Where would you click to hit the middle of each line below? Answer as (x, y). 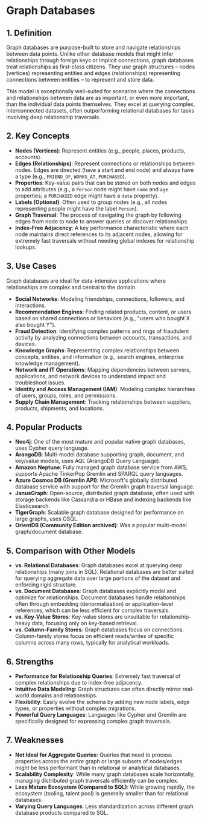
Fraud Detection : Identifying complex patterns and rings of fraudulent (102, 331)
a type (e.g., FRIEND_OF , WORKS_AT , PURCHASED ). (71, 176)
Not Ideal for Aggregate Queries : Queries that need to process (93, 755)
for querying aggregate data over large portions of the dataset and (98, 578)
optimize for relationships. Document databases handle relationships (100, 597)
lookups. (26, 247)
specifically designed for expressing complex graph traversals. (93, 722)
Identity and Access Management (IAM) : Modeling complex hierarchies (105, 389)
